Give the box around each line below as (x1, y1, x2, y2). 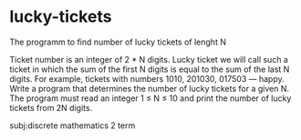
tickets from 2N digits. (9, 102, 93, 113)
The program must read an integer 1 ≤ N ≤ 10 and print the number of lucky (9, 93, 292, 104)
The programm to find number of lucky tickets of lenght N (9, 36, 226, 47)
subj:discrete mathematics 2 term (9, 120, 136, 131)
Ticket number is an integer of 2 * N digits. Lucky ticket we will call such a (9, 54, 289, 65)
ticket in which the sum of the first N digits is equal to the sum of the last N (9, 64, 290, 75)
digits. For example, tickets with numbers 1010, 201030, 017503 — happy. (9, 73, 285, 84)
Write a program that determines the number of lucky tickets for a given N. (9, 83, 290, 94)
